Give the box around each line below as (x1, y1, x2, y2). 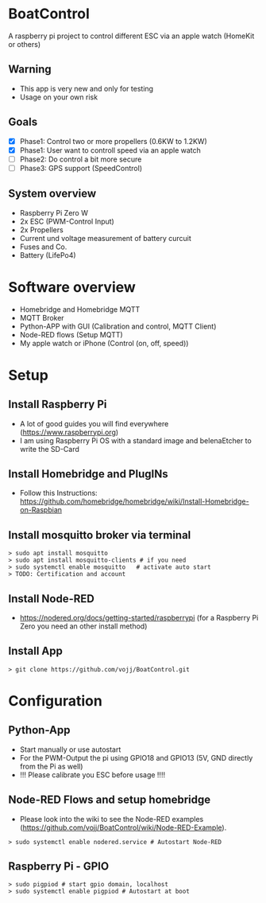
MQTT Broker (19, 313, 65, 322)
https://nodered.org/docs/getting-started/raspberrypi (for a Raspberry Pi (19, 613, 259, 622)
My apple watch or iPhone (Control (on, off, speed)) (19, 338, 189, 348)
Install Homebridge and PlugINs (8, 467, 168, 481)
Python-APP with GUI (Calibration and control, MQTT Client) (19, 321, 217, 331)
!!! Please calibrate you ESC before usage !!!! (19, 769, 165, 780)
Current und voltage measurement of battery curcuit (19, 233, 192, 243)
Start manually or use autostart (19, 745, 121, 754)
